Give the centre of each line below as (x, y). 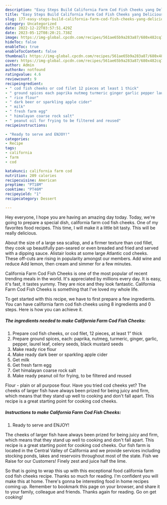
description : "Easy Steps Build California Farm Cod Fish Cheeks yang (80, 10)
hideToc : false (21, 42)
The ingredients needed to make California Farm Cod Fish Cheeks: (75, 321)
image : (12, 38)
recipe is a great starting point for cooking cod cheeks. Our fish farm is (78, 445)
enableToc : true (22, 47)
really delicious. (21, 233)
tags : (11, 148)
